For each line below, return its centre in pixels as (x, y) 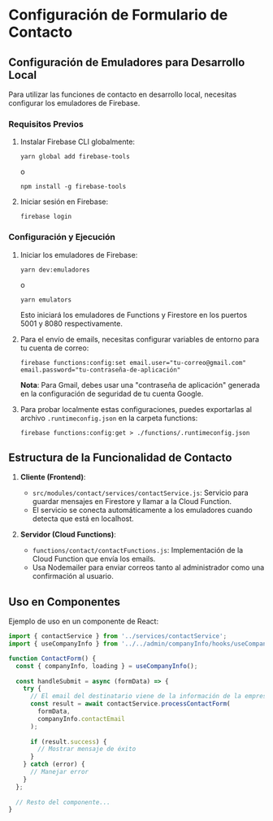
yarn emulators (46, 300)
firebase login (46, 217)
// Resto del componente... (63, 802)
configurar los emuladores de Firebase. (74, 103)
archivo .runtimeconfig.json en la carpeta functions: (109, 418)
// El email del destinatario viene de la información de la (136, 697)
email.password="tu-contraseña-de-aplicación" (100, 370)
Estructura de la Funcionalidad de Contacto (120, 457)
